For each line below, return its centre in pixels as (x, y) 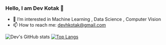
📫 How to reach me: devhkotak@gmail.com (59, 25)
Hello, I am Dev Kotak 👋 (35, 8)
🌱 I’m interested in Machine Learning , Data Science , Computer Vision (87, 19)
